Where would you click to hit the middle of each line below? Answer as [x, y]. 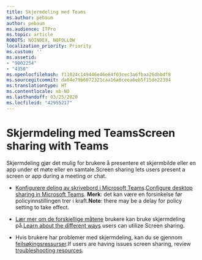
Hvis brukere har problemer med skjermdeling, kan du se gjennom [99, 237]
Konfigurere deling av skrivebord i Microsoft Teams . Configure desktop [104, 187]
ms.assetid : [21, 57]
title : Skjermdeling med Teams [46, 12]
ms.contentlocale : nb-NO [38, 92]
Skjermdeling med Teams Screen [91, 133]
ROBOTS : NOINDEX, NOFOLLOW [41, 40]
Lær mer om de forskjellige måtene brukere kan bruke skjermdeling [100, 219]
